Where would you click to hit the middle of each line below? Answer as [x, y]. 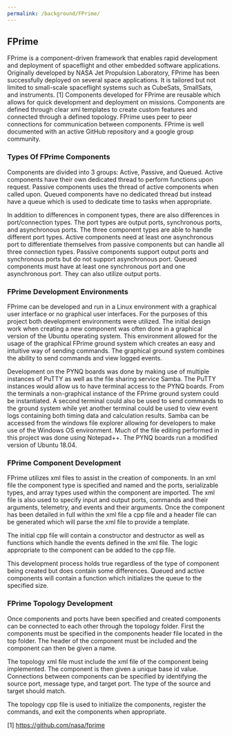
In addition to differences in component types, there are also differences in [113, 214]
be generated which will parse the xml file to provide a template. [98, 522]
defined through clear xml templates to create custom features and [103, 110]
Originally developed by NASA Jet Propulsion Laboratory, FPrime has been [113, 73]
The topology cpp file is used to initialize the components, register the [107, 704]
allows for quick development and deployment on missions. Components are [116, 102]
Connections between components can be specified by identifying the [107, 676]
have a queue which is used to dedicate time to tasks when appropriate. [109, 201]
